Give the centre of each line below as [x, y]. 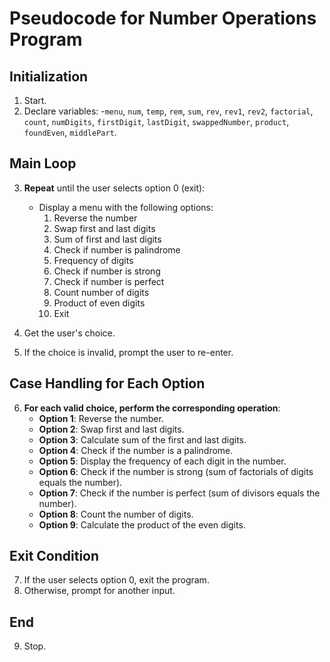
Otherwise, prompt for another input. [99, 591]
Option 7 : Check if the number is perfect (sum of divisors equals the [179, 493]
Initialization [49, 76]
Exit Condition [54, 556]
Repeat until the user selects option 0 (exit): [114, 188]
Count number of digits [101, 292]
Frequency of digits [93, 260]
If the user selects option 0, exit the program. [116, 580]
